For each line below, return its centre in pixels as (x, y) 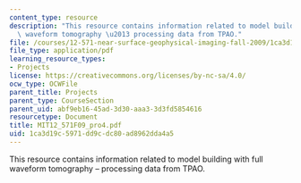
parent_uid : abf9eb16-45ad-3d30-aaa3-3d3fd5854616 (106, 109)
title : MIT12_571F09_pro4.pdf (66, 126)
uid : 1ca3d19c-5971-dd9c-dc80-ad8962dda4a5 (92, 134)
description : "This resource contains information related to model (140, 26)
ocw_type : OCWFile (43, 84)
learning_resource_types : (57, 59)
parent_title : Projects (54, 92)
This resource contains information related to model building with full (136, 159)
